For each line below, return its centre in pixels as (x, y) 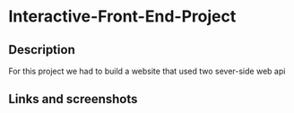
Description (42, 50)
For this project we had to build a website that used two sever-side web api (147, 71)
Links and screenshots (73, 99)
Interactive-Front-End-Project (122, 17)
